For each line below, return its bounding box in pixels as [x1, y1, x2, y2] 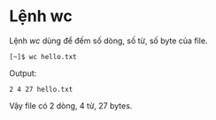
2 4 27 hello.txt [9, 85, 73, 94]
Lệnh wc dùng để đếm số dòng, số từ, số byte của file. [9, 35, 208, 46]
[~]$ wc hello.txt [9, 52, 77, 61]
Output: [9, 68, 37, 79]
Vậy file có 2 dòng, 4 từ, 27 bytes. [9, 100, 133, 111]
